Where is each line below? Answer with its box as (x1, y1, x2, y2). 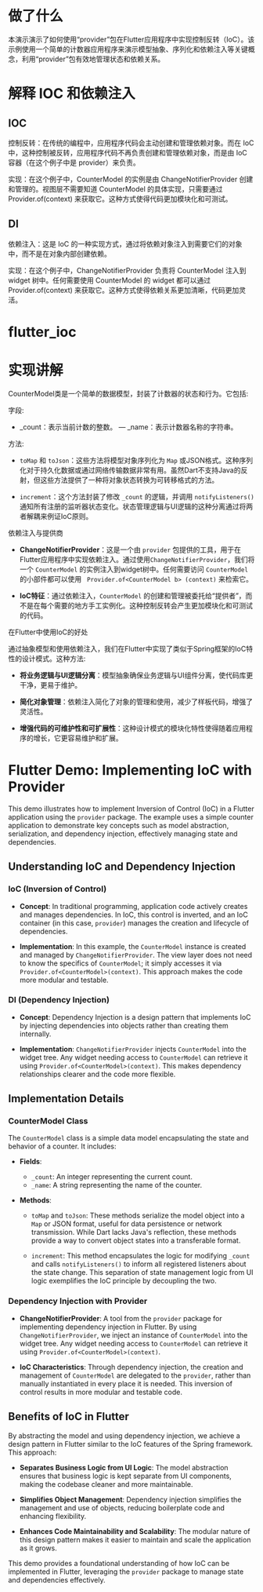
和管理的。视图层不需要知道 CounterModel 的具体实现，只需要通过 (8, 184, 223, 193)
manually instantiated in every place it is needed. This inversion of (19, 1378, 233, 1388)
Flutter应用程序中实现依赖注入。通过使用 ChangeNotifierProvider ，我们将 (19, 554, 255, 564)
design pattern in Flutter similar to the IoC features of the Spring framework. (8, 1439, 253, 1448)
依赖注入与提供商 (8, 528, 63, 538)
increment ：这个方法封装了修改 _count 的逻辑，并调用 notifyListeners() (19, 491, 254, 501)
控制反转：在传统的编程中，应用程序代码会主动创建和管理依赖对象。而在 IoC (8, 138, 254, 148)
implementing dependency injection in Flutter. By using (19, 1322, 197, 1331)
